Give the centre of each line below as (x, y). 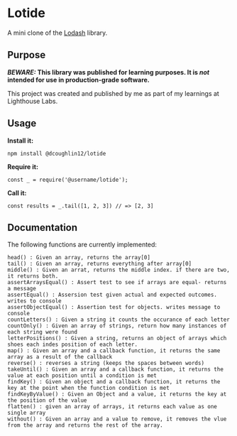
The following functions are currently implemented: (82, 245)
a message (22, 289)
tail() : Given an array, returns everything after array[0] (100, 264)
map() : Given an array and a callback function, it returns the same (114, 351)
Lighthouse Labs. (33, 101)
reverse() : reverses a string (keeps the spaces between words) (106, 364)
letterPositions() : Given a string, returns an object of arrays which (117, 339)
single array (27, 413)
